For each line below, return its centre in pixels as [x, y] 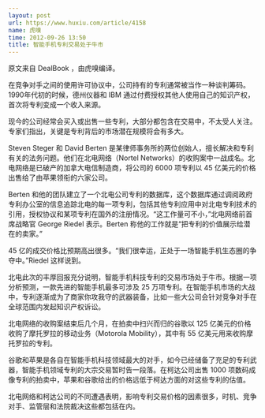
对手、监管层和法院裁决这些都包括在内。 [74, 406]
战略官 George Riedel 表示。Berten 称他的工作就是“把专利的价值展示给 [129, 224]
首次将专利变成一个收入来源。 [56, 105]
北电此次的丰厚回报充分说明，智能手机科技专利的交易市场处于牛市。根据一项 [132, 278]
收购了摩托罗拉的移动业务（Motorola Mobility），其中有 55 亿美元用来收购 [127, 334]
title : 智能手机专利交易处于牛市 [56, 45]
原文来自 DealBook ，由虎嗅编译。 [64, 69]
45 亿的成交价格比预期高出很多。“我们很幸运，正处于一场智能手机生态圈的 [129, 251]
